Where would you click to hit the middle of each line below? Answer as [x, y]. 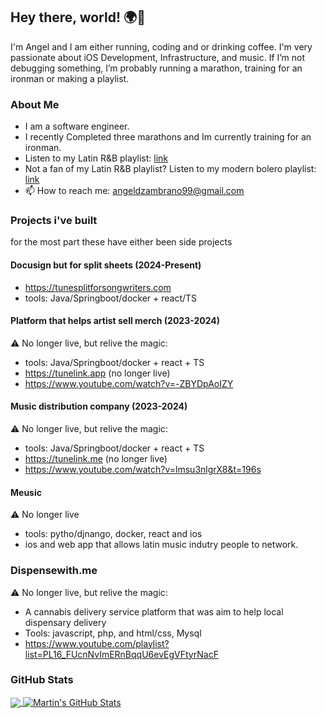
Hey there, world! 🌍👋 [78, 17]
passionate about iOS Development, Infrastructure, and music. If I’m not [158, 57]
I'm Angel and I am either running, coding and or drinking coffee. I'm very [161, 46]
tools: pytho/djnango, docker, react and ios [113, 534]
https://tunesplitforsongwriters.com [98, 287]
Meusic [26, 492]
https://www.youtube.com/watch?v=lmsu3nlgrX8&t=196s [143, 470]
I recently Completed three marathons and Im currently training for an [168, 137]
